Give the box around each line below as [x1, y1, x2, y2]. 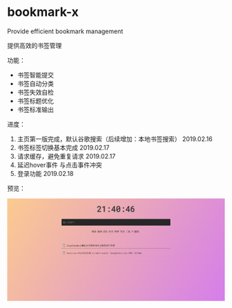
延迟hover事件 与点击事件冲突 [17, 161, 102, 169]
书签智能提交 [17, 71, 54, 79]
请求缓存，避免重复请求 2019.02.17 [17, 152, 116, 160]
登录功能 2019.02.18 [17, 169, 74, 177]
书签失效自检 [17, 88, 54, 96]
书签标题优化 [17, 96, 54, 105]
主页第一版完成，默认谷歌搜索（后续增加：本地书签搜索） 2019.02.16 [17, 134, 213, 143]
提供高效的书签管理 [7, 41, 62, 49]
